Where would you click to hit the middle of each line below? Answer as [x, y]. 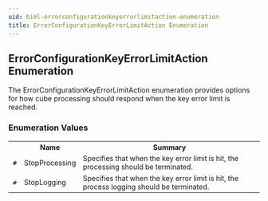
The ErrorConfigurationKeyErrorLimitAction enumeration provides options [129, 90]
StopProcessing [50, 163]
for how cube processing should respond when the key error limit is [119, 99]
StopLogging [45, 183]
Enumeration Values [48, 128]
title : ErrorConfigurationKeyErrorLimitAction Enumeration [108, 25]
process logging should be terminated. [146, 187]
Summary [169, 148]
